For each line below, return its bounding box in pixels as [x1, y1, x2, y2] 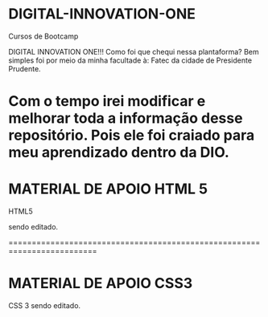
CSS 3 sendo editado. [8, 301, 81, 310]
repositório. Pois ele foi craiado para [8, 126, 255, 144]
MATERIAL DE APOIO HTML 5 [8, 180, 208, 198]
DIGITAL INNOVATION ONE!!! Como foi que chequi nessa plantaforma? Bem [8, 47, 259, 56]
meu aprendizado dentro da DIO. [8, 144, 229, 161]
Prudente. [8, 63, 42, 73]
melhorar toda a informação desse [8, 109, 243, 128]
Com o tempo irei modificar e [8, 92, 206, 111]
